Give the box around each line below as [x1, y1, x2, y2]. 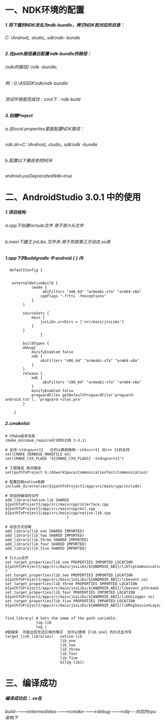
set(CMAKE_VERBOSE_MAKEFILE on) [5, 452, 71, 457]
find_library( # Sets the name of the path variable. [5, 616, 118, 621]
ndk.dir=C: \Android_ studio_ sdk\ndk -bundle [5, 141, 98, 147]
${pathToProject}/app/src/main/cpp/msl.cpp [5, 506, 96, 511]
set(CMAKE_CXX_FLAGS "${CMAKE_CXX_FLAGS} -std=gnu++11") [5, 456, 124, 461]
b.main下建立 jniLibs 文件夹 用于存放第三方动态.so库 [5, 238, 111, 244]
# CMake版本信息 [5, 433, 35, 438]
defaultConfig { [9, 267, 43, 272]
